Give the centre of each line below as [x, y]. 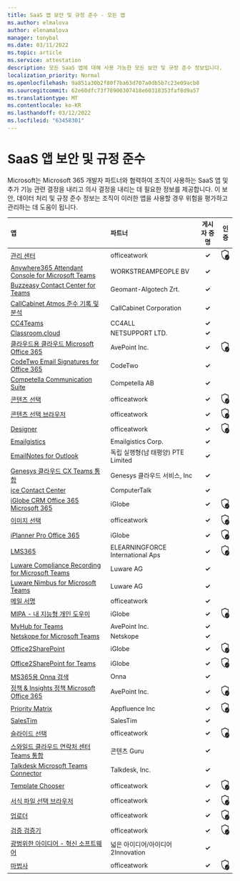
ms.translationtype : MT [43, 98]
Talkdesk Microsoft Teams [49, 766]
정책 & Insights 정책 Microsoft [53, 688]
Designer [24, 429]
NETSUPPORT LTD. [139, 333]
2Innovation [128, 852]
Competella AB [132, 383]
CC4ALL [123, 323]
